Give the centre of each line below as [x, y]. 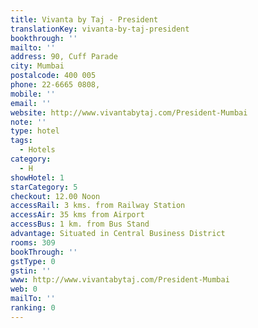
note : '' [28, 122]
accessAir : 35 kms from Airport [77, 215]
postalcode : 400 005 [53, 76]
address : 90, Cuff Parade [64, 57]
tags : [21, 141]
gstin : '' [31, 271]
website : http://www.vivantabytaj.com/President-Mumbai [129, 112]
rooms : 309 [33, 242]
